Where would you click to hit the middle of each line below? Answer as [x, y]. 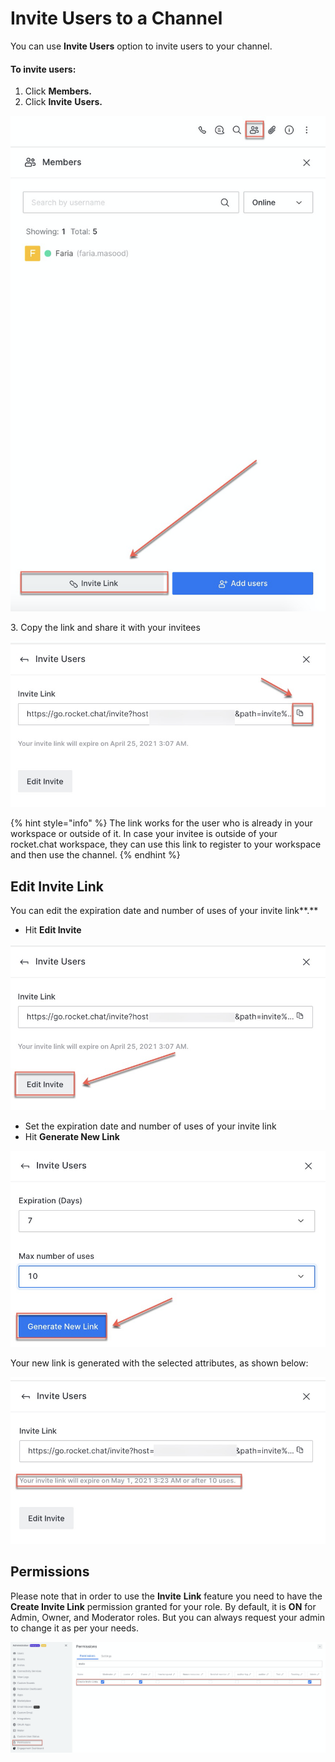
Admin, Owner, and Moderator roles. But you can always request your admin [167, 1617]
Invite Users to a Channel [116, 18]
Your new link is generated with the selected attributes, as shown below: [159, 1363]
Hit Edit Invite [53, 930]
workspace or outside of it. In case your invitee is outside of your [144, 834]
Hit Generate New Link [72, 1136]
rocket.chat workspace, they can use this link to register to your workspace [166, 844]
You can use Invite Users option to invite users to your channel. [141, 46]
